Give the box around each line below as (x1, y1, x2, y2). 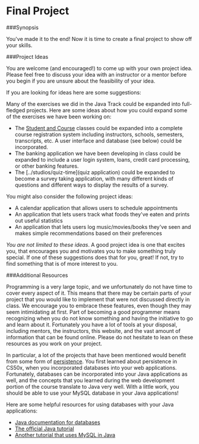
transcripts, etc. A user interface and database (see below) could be (14, 137, 182, 144)
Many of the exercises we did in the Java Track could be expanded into (6, 100, 181, 108)
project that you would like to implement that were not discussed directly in (6, 295, 190, 303)
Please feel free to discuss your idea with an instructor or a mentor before (6, 71, 187, 78)
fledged (6, 106, 26, 114)
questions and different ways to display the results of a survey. (14, 181, 169, 188)
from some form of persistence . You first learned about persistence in (6, 358, 177, 365)
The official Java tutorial (14, 425, 74, 432)
